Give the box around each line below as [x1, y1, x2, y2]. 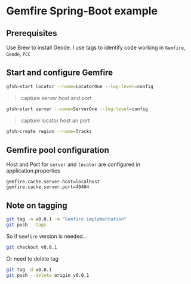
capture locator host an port [20, 117, 90, 124]
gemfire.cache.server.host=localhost [6, 179, 100, 185]
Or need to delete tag [6, 255, 58, 262]
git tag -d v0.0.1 [6, 267, 52, 273]
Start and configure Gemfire [6, 68, 113, 78]
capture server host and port [20, 94, 92, 101]
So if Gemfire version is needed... [6, 232, 88, 240]
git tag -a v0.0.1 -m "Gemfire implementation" [6, 216, 127, 222]
